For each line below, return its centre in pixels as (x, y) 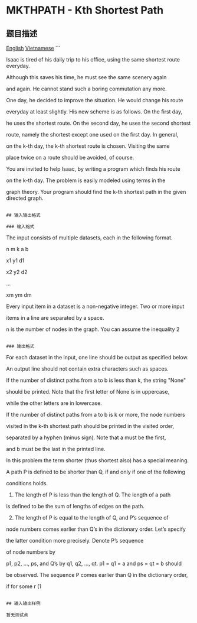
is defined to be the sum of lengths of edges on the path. (75, 506)
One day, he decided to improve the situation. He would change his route (95, 100)
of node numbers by (31, 552)
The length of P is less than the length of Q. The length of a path (93, 495)
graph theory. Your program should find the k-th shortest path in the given (96, 192)
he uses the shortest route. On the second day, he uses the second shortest (98, 123)
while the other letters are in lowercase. (54, 403)
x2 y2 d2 (17, 272)
